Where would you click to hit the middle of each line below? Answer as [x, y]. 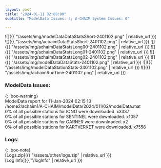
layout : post [18, 9]
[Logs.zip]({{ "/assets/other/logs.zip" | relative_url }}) [58, 155]
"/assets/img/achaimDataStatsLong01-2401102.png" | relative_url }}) [80, 52]
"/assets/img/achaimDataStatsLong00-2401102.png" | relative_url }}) [80, 47]
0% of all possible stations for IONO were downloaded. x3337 [67, 111]
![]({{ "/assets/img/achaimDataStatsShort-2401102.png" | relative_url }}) [77, 42]
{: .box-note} [18, 150]
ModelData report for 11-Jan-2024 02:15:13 [48, 101]
